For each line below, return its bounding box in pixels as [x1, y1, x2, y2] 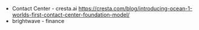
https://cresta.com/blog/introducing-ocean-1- [78, 5, 192, 12]
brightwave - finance [11, 18, 65, 24]
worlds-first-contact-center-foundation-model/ [11, 11, 130, 18]
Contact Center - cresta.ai [11, 5, 77, 12]
